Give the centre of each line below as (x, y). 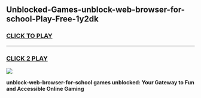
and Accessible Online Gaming (45, 88)
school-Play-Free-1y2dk (52, 19)
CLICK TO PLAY (29, 36)
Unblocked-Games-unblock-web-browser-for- (96, 10)
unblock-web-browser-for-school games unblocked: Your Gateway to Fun (100, 82)
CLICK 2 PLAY (27, 58)
